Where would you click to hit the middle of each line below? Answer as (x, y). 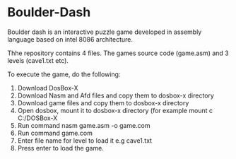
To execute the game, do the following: (64, 74)
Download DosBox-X (48, 88)
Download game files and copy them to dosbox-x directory (103, 102)
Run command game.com (55, 133)
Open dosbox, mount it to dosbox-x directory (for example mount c (115, 110)
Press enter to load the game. (60, 148)
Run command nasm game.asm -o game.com (84, 125)
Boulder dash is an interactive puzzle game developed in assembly (105, 32)
